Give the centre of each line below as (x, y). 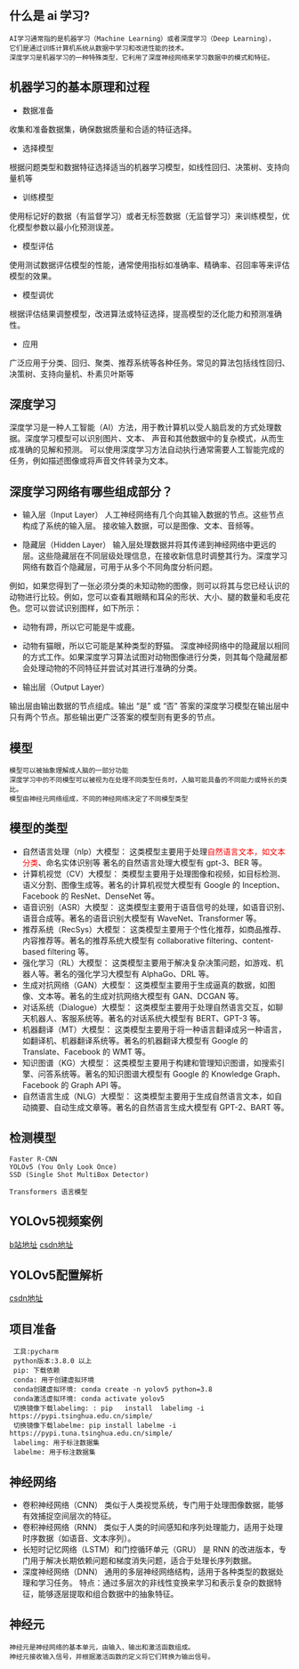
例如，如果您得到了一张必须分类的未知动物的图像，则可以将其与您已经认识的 (149, 586)
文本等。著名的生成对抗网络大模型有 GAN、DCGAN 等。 (141, 996)
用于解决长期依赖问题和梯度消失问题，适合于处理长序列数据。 (143, 1560)
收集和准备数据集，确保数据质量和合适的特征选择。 (103, 129)
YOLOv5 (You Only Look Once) (63, 1167)
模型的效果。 (32, 276)
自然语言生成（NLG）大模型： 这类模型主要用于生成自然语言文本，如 (148, 1096)
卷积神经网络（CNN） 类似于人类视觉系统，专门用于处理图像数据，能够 (153, 1504)
